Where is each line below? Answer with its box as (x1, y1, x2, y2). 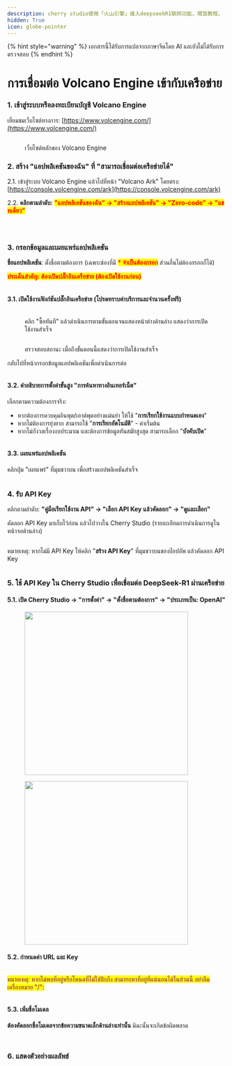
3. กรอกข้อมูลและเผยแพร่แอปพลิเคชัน (7, 243, 109, 252)
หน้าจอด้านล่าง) (7, 527, 43, 535)
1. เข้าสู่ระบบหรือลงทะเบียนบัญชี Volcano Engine (7, 100, 147, 110)
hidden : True (7, 17, 45, 24)
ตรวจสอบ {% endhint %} (7, 50, 73, 59)
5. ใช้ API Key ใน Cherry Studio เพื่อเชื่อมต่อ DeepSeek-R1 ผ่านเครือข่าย (7, 578, 225, 588)
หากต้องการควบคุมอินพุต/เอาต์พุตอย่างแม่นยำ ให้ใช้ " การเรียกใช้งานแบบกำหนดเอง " (17, 411, 208, 419)
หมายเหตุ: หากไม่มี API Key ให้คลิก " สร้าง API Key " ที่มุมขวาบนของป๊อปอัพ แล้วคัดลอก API (7, 547, 224, 555)
